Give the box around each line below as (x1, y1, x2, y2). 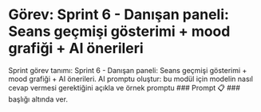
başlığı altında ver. (8, 94, 68, 104)
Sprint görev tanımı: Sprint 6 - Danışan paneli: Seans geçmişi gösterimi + (8, 65, 247, 75)
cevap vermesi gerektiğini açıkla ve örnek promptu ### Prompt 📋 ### (8, 83, 241, 92)
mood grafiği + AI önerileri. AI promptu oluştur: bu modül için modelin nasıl (8, 74, 254, 83)
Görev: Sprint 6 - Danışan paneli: (8, 6, 230, 24)
